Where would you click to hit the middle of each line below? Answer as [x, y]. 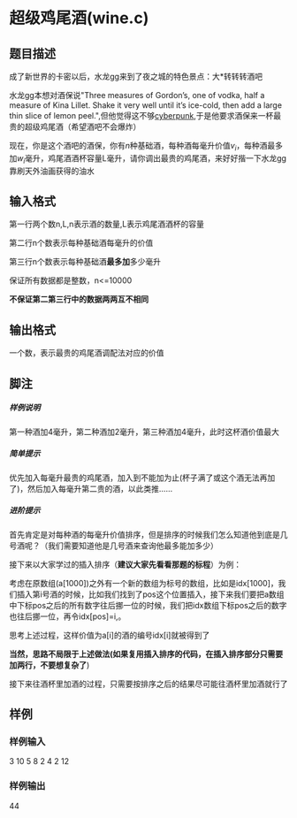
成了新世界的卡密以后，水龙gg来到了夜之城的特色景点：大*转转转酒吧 [136, 76]
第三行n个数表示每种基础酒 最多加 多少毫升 [85, 262]
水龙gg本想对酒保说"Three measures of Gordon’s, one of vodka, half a [137, 95]
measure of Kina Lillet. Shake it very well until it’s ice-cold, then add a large [146, 105]
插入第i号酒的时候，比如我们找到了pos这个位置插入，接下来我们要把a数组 [150, 594]
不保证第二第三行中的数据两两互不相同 [79, 299]
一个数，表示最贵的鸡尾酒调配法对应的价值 [87, 353]
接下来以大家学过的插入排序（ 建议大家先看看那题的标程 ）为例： [125, 564]
